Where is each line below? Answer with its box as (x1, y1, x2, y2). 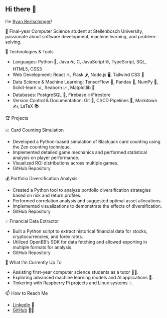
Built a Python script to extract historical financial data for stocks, (12, 228, 148, 234)
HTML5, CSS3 (12, 66, 42, 72)
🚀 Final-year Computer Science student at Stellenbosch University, (5, 28, 143, 34)
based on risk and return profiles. (12, 192, 82, 198)
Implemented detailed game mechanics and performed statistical (12, 149, 147, 155)
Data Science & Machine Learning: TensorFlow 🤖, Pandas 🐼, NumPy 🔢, (12, 78, 158, 85)
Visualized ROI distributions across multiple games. (12, 160, 119, 166)
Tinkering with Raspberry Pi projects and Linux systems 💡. (12, 280, 133, 286)
